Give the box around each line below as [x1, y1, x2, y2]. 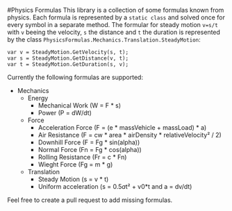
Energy [27, 94, 49, 102]
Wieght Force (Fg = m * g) [38, 160, 113, 169]
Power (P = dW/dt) [38, 109, 92, 117]
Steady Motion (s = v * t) [38, 175, 109, 183]
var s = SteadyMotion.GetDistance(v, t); [7, 55, 129, 62]
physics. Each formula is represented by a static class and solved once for [7, 13, 226, 22]
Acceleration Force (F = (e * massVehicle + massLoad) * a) [38, 124, 207, 131]
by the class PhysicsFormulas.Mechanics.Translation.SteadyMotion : [7, 35, 201, 44]
